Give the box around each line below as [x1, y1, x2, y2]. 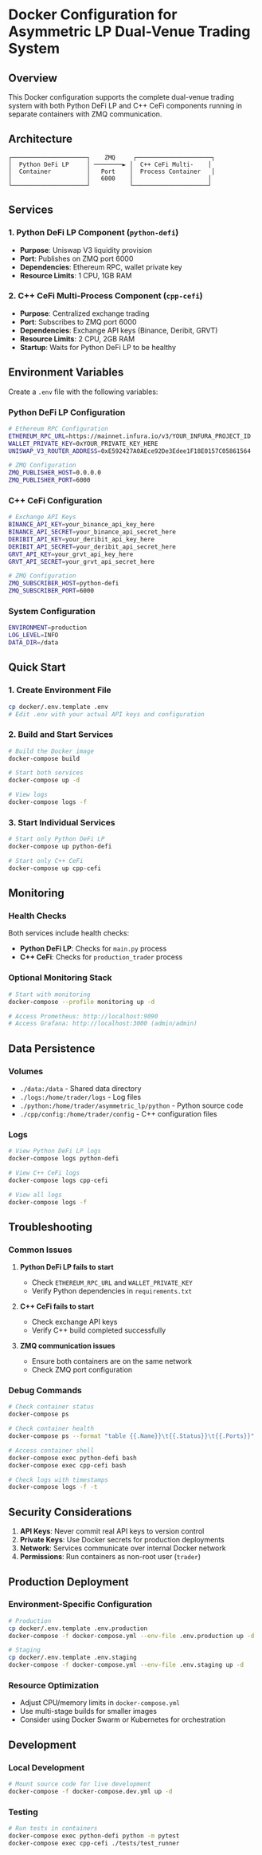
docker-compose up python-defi [8, 843, 112, 851]
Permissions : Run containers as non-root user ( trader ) [19, 1552, 201, 1562]
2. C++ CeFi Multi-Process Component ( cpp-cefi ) [8, 290, 203, 301]
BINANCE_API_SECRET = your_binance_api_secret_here [8, 528, 177, 536]
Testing [8, 1806, 38, 1818]
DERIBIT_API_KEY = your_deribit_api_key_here [8, 535, 155, 543]
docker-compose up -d [8, 776, 80, 785]
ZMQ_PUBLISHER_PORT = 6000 [8, 476, 91, 484]
